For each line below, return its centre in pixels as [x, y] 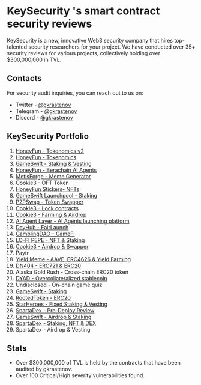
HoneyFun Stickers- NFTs [47, 189]
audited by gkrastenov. [44, 369]
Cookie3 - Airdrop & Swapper [52, 246]
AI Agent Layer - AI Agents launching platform [72, 221]
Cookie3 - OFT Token [42, 183]
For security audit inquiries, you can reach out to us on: [75, 93]
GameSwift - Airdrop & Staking [53, 317]
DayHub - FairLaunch [42, 227]
